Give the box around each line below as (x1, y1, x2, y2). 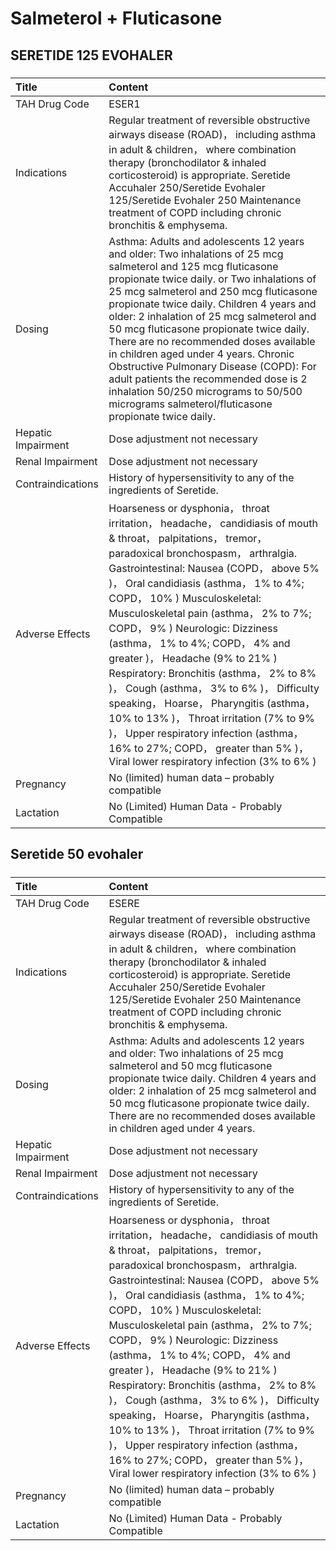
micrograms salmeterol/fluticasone (108, 397, 273, 411)
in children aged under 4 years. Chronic (108, 347, 295, 361)
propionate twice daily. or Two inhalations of (108, 272, 317, 286)
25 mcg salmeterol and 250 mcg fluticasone (108, 284, 318, 298)
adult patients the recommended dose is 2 (108, 372, 308, 386)
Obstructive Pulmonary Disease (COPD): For (108, 359, 317, 373)
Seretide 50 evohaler (10, 846, 144, 863)
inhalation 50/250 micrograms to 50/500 (108, 384, 303, 398)
